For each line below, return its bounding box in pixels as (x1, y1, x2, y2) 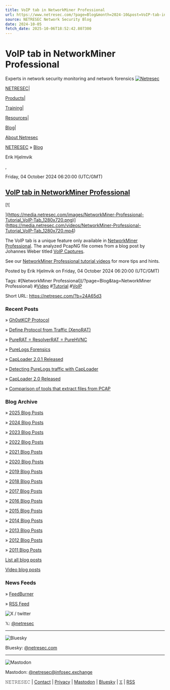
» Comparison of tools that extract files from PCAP (5, 386, 111, 392)
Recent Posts (5, 305, 39, 312)
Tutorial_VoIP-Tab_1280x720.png (5, 217, 73, 223)
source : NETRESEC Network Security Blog (5, 17, 92, 22)
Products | (5, 95, 26, 101)
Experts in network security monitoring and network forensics (5, 75, 134, 82)
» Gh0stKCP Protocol (5, 317, 50, 323)
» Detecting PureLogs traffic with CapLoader (5, 366, 99, 372)
